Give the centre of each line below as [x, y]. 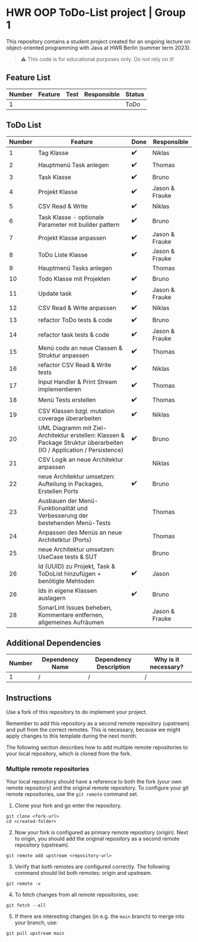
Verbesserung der [63, 515]
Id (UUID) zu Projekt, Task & [77, 566]
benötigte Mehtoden [66, 581]
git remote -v [24, 884]
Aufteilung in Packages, [71, 484]
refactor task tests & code [74, 335]
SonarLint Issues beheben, [75, 607]
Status [135, 94]
